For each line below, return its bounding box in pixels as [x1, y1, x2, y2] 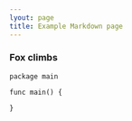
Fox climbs [9, 51, 59, 64]
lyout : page [9, 13, 54, 23]
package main [9, 71, 59, 81]
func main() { [9, 88, 63, 97]
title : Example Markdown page [9, 22, 124, 31]
